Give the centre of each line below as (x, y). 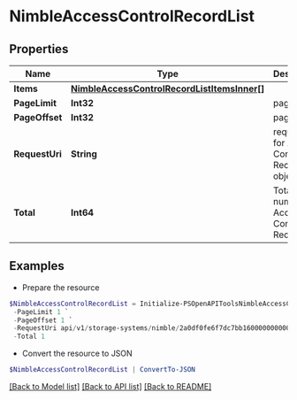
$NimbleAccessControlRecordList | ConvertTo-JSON (103, 370)
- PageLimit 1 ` (41, 312)
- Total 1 (29, 337)
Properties (39, 49)
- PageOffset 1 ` (43, 320)
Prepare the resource (61, 287)
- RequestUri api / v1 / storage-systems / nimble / (96, 328)
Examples (37, 266)
